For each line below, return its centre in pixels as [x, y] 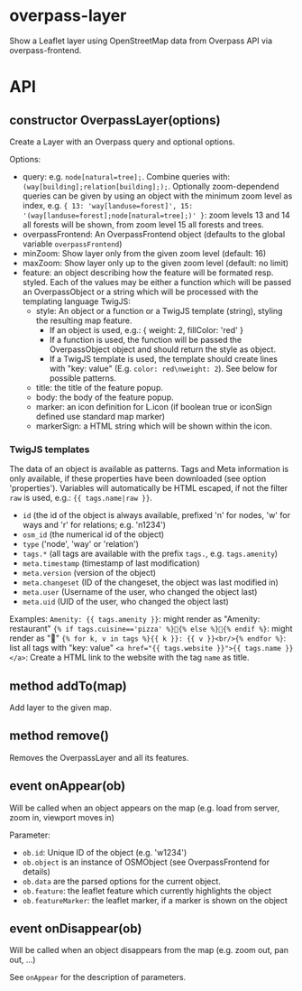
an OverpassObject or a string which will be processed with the [140, 292]
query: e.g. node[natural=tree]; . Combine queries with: [126, 176]
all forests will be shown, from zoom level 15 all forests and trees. [143, 224]
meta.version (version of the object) [89, 573]
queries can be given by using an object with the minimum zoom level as [157, 196]
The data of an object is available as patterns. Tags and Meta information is [149, 469]
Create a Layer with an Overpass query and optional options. [123, 142]
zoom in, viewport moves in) [62, 817]
